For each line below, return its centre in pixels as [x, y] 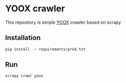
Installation [23, 38]
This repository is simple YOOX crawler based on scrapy [63, 22]
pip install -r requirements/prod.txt [45, 49]
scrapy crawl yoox [24, 76]
